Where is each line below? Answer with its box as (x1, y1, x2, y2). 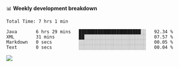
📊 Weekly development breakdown (6, 5, 97, 12)
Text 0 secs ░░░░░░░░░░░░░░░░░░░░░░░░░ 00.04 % (6, 44, 173, 50)
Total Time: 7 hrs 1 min (6, 18, 68, 24)
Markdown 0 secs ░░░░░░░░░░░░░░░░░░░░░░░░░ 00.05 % (6, 39, 173, 45)
